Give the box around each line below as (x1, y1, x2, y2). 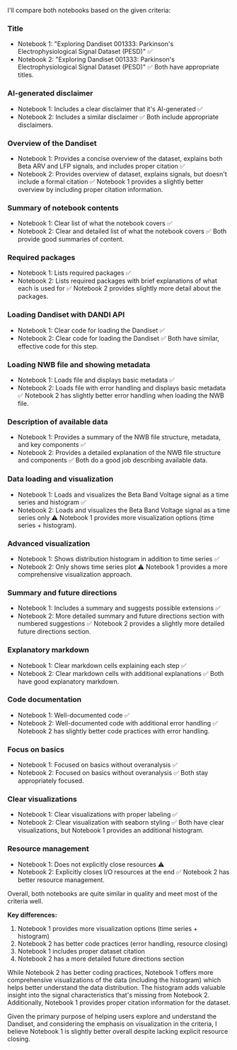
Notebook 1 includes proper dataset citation (17, 947, 145, 955)
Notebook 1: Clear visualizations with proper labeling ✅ (17, 811, 178, 819)
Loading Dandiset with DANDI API (7, 310, 125, 320)
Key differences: (7, 910, 58, 919)
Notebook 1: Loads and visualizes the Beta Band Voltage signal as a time (17, 490, 229, 499)
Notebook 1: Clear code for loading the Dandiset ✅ (17, 326, 166, 334)
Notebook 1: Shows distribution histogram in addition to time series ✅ (17, 554, 220, 563)
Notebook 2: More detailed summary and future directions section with (17, 612, 225, 621)
